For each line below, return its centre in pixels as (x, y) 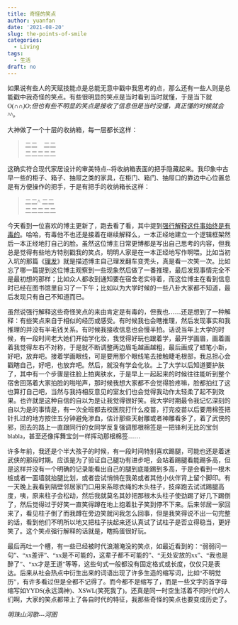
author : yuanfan (31, 21)
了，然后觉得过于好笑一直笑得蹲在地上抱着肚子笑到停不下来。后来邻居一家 (116, 505)
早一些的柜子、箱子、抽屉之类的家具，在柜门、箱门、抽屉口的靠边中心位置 (116, 178)
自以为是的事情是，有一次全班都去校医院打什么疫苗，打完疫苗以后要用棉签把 (119, 409)
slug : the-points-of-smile (47, 34)
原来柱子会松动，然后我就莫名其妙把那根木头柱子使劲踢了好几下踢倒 (131, 495)
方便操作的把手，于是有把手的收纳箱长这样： (85, 186)
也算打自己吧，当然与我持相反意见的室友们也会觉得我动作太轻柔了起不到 (113, 392)
